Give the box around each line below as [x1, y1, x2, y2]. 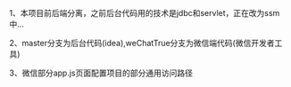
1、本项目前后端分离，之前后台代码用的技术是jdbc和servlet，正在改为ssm [9, 8, 280, 18]
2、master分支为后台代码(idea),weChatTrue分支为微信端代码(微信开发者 [9, 38, 275, 48]
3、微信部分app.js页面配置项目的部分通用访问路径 [9, 67, 194, 78]
